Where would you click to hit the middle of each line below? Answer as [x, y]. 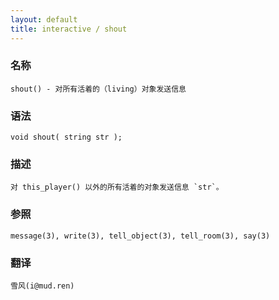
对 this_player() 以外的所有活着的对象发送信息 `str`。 [117, 187]
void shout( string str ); [66, 137]
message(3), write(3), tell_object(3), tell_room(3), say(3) [140, 236]
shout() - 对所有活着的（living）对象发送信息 [98, 89]
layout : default [44, 19]
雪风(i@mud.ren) [42, 286]
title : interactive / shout [69, 29]
